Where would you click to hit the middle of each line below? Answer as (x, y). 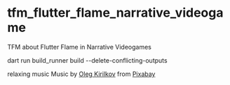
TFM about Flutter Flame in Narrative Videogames (80, 47)
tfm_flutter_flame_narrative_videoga (115, 13)
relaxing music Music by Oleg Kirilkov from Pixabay (81, 74)
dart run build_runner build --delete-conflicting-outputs (87, 60)
